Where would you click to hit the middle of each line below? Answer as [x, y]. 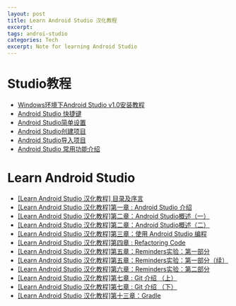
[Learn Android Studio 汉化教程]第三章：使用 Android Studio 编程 [112, 233]
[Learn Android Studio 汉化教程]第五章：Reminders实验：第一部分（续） [123, 260]
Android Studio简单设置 [52, 122]
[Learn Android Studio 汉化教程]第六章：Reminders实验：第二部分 [114, 269]
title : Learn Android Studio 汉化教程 [63, 20]
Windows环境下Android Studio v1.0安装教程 [81, 105]
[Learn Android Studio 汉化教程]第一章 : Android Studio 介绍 [105, 207]
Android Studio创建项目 [52, 131]
